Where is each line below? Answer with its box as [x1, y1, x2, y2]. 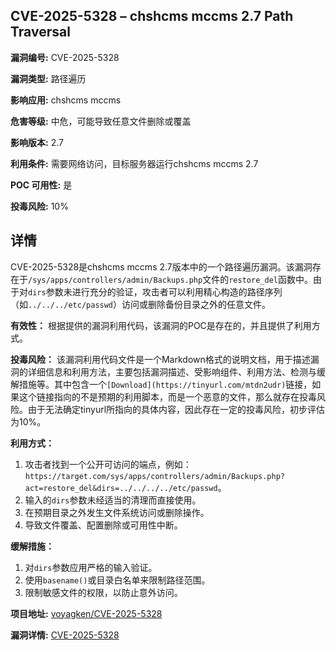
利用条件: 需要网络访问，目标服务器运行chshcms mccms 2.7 [10, 157, 259, 169]
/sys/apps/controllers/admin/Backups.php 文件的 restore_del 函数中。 [28, 273, 313, 285]
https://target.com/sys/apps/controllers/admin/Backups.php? [24, 471, 286, 481]
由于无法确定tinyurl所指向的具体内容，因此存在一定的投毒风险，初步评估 [27, 403, 326, 415]
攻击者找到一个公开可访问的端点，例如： [24, 458, 192, 470]
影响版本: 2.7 [10, 136, 64, 148]
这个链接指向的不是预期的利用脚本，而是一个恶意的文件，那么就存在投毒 [18, 390, 317, 403]
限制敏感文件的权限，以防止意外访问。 [24, 586, 183, 598]
